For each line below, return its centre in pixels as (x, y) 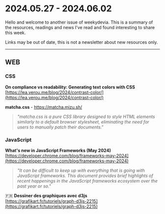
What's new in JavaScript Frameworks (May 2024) (58, 150)
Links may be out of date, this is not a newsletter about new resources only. (82, 42)
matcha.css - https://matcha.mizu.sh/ (44, 107)
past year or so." (34, 186)
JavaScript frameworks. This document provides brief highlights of (85, 176)
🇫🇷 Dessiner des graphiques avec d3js (46, 195)
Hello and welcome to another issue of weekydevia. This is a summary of (79, 22)
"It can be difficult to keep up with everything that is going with (81, 170)
